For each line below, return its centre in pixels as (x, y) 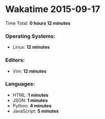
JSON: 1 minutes (30, 100)
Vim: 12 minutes (30, 71)
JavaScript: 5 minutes (36, 111)
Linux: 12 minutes (31, 47)
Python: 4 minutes (32, 105)
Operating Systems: (30, 36)
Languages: (20, 84)
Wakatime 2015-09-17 (53, 9)
